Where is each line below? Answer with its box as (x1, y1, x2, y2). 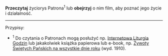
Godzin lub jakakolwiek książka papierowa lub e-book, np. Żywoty (12, 40, 149, 46)
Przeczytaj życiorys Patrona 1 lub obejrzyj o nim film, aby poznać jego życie (5, 4, 161, 11)
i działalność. (5, 10, 32, 16)
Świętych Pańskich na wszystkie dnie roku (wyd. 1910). (12, 46, 126, 52)
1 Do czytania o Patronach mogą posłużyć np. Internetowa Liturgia (12, 34, 149, 41)
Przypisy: (5, 24, 25, 30)
